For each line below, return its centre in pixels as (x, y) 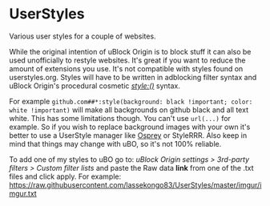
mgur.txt (23, 193)
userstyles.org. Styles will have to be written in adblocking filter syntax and (133, 77)
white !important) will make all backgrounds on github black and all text (129, 110)
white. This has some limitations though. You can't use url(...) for (120, 118)
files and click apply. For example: (65, 176)
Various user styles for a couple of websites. (83, 36)
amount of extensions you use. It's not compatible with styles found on (126, 68)
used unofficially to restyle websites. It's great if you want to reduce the (127, 60)
